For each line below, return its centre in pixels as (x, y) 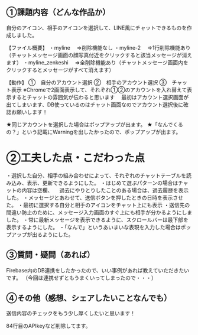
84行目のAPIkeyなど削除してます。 (48, 326)
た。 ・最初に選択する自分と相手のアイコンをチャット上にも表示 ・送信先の (98, 205)
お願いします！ (29, 112)
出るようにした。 (53, 235)
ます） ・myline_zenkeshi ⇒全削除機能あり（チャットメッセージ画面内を (97, 62)
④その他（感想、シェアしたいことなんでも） (89, 298)
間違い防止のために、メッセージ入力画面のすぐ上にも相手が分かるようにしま (99, 212)
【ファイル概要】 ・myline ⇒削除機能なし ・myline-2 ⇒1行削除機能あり (98, 47)
